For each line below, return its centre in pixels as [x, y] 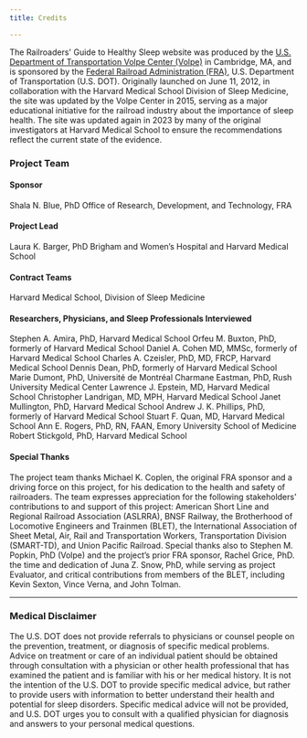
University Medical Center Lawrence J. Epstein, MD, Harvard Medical [140, 387]
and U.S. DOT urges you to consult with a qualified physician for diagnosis [149, 713]
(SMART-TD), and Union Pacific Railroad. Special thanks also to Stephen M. [152, 545]
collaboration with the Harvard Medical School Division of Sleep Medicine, [149, 91]
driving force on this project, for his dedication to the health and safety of [148, 487]
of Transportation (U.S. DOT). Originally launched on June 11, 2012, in [140, 81]
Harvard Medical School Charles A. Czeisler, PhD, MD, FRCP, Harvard [140, 358]
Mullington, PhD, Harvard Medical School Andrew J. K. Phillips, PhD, [138, 407]
